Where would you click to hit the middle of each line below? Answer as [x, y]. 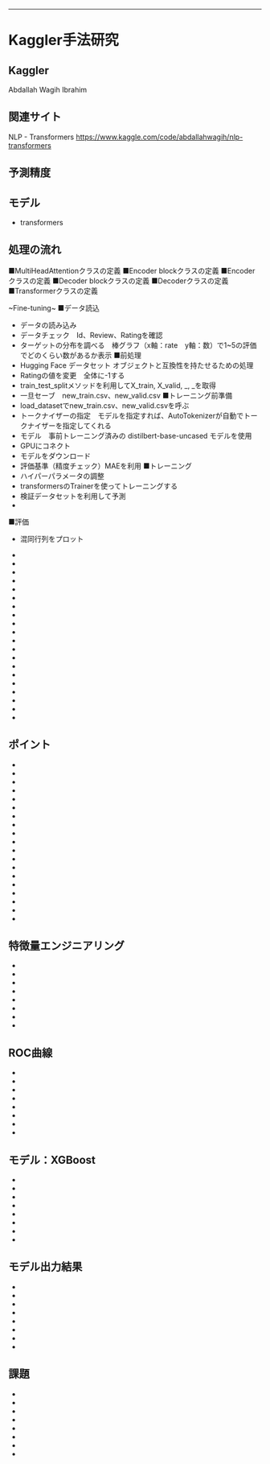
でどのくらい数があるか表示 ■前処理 [81, 355]
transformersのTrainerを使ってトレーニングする [99, 486]
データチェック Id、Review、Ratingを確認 [91, 335]
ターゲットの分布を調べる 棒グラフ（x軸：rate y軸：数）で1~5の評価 [138, 345]
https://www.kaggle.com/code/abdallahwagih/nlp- [160, 137]
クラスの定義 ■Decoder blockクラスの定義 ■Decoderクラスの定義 [119, 280]
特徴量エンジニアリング [66, 946]
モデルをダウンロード [55, 456]
